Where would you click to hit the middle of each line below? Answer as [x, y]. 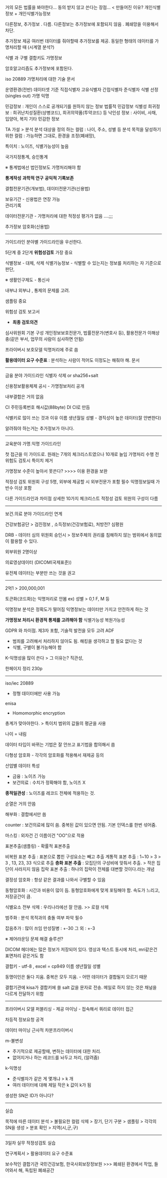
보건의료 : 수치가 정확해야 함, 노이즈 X [49, 782]
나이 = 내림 [16, 734]
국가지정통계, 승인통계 [27, 157]
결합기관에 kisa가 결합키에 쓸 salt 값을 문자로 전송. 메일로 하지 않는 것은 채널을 [81, 987]
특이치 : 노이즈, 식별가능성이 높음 [37, 146]
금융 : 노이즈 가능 [29, 776]
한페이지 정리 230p [24, 668]
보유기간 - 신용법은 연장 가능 [33, 199]
